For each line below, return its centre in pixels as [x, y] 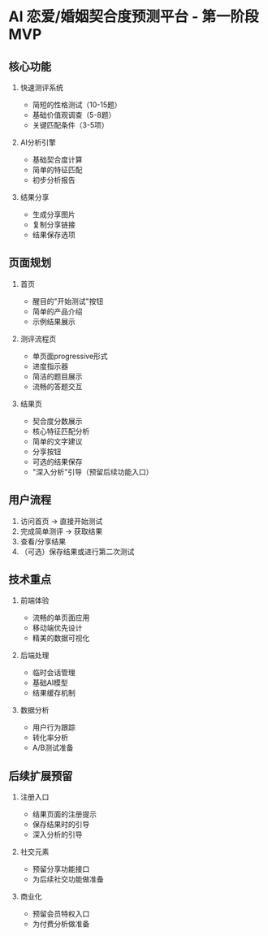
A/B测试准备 [53, 747]
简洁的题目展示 [57, 376]
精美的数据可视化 [61, 638]
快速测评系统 [41, 87]
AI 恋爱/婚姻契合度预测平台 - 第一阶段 [134, 17]
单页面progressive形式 [70, 356]
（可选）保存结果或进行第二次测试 [77, 551]
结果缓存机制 [54, 693]
